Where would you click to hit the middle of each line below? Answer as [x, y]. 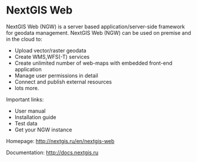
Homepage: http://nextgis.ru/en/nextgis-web [60, 141]
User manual [30, 111]
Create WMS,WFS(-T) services [52, 57]
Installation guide [35, 117]
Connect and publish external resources [63, 82]
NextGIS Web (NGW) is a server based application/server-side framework [96, 27]
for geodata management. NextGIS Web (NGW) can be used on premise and [98, 32]
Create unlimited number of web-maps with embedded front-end [93, 63]
